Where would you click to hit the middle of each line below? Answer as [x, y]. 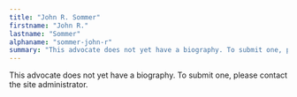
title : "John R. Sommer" [55, 17]
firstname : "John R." [49, 26]
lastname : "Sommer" [45, 34]
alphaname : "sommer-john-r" [61, 42]
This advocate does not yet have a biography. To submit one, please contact [148, 75]
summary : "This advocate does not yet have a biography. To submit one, [146, 50]
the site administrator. [49, 85]
